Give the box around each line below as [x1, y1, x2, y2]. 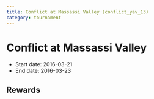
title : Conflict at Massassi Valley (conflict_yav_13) [6, 9, 149, 15]
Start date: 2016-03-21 [15, 61, 73, 68]
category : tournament [6, 15, 62, 21]
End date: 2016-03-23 [15, 67, 71, 75]
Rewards [6, 84, 41, 95]
